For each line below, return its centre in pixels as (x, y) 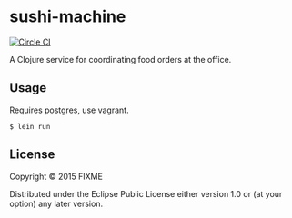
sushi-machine (68, 17)
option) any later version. (56, 203)
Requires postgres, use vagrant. (69, 110)
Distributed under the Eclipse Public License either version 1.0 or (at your (146, 193)
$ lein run (30, 126)
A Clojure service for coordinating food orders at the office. (121, 59)
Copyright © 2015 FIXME (56, 176)
